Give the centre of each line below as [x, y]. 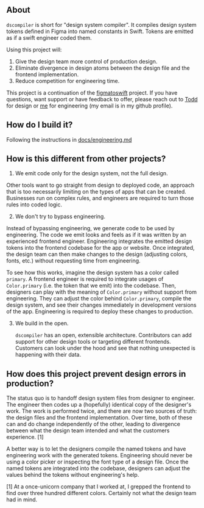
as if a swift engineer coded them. [49, 38]
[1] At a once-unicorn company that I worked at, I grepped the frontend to [98, 487]
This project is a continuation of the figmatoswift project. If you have [92, 93]
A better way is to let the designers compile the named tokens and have [96, 449]
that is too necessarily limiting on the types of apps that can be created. [97, 192]
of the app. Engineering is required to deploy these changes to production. [100, 311]
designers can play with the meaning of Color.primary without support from [101, 292]
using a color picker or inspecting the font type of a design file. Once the [97, 462]
